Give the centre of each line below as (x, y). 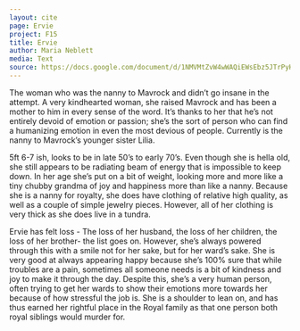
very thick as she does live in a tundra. (80, 214)
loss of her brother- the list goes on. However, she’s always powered (135, 241)
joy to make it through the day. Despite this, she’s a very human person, (141, 278)
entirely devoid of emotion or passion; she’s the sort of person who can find (149, 120)
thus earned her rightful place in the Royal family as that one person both (144, 307)
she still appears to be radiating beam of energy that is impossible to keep (146, 167)
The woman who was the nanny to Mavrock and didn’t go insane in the (139, 92)
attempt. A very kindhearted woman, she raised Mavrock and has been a (143, 102)
